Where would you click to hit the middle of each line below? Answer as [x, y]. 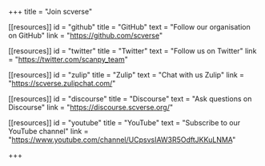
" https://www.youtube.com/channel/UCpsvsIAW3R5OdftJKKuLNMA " [122, 140]
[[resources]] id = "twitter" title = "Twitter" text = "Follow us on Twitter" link [132, 51]
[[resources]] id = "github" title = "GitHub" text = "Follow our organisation [129, 27]
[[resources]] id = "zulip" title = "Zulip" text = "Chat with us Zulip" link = [126, 75]
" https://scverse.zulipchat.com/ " [62, 83]
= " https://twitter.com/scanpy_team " [68, 59]
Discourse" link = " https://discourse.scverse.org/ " [91, 107]
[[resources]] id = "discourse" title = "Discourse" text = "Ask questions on [130, 99]
